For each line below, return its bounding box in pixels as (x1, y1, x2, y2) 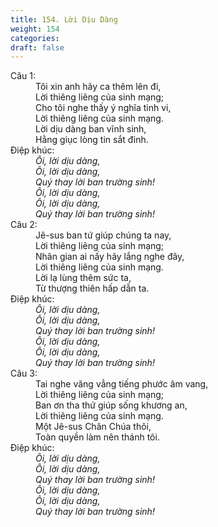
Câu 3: (10, 367, 38, 380)
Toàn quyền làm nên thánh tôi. (35, 431, 160, 443)
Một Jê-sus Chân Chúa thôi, (35, 421, 152, 433)
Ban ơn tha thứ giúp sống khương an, (35, 399, 188, 411)
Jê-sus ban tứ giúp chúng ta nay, (35, 229, 172, 241)
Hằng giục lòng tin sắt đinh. (35, 134, 149, 146)
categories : (10, 33, 60, 43)
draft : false (10, 42, 65, 53)
